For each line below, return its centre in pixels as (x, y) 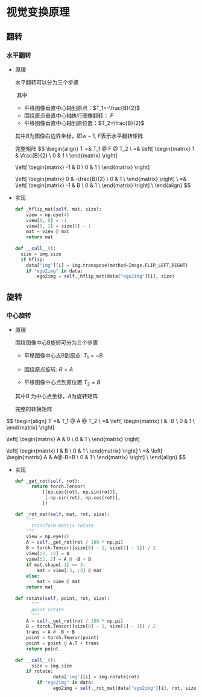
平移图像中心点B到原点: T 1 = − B (63, 356)
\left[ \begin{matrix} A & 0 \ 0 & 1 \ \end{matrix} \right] (73, 439)
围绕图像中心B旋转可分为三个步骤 (56, 342)
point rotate (48, 609)
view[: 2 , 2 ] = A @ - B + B (59, 559)
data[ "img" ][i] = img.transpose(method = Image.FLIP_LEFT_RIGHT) (107, 265)
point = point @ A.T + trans (63, 643)
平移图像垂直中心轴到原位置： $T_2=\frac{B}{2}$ (84, 123)
